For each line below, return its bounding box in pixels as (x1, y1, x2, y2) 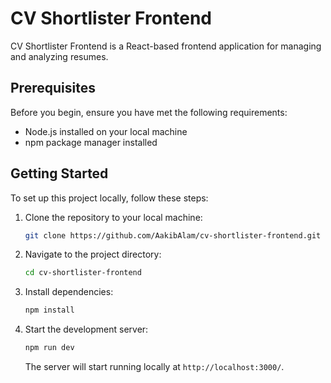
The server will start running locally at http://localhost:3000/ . (24, 361, 285, 373)
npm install (24, 305, 75, 316)
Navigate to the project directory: (24, 248, 162, 261)
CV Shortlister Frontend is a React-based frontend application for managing (10, 40, 322, 52)
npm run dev (24, 343, 75, 353)
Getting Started (10, 165, 109, 182)
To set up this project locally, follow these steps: (10, 192, 209, 204)
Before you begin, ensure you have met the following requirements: (10, 106, 288, 118)
